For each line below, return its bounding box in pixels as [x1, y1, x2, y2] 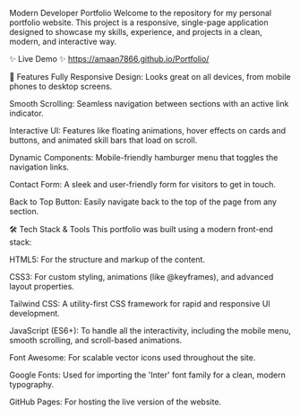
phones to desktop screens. [9, 81, 113, 91]
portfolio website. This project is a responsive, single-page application [9, 17, 269, 28]
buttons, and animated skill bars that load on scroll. [9, 134, 198, 145]
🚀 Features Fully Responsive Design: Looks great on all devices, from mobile [9, 72, 291, 82]
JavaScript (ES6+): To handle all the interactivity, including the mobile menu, [9, 325, 291, 335]
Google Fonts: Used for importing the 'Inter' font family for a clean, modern [9, 369, 287, 380]
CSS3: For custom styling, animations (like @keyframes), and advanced [9, 272, 274, 282]
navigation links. [9, 161, 70, 172]
